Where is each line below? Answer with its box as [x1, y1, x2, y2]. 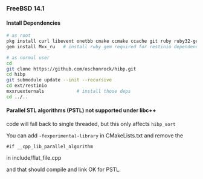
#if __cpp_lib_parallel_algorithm [6, 143, 94, 149]
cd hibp [6, 71, 26, 78]
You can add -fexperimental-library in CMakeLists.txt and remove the [6, 131, 184, 139]
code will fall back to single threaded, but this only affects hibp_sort [6, 120, 176, 127]
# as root [6, 33, 31, 39]
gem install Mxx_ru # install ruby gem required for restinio [6, 43, 172, 49]
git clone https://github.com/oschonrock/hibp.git [6, 66, 137, 72]
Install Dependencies [6, 19, 61, 27]
